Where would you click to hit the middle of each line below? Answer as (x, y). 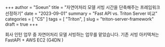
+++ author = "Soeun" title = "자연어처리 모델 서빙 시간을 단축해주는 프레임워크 (83, 7)
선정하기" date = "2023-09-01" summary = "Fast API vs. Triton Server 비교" (81, 13)
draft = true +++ (22, 24)
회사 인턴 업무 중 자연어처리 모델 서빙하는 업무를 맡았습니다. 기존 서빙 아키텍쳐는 (82, 34)
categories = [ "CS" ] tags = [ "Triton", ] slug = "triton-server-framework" (80, 19)
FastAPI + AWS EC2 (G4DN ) (34, 40)
